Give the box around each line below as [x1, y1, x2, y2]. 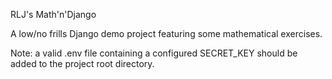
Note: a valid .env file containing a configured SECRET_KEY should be [10, 47, 298, 59]
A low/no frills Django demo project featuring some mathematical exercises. [10, 28, 323, 39]
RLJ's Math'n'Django [10, 9, 97, 20]
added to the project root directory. [10, 58, 155, 69]
